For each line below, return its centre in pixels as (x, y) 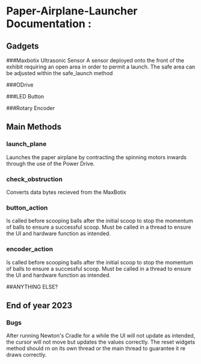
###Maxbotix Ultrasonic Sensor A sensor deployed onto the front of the (95, 60)
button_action (27, 207)
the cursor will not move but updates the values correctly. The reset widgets (101, 342)
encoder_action (29, 249)
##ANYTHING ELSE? (32, 287)
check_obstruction (35, 179)
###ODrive (20, 85)
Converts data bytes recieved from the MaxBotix (66, 192)
